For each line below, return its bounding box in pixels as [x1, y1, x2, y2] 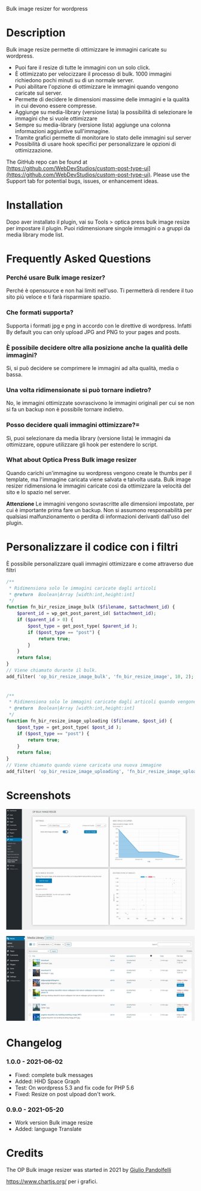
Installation [6, 198, 63, 212]
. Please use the [150, 171, 190, 178]
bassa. [6, 371, 23, 378]
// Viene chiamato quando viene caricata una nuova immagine [6, 762, 162, 768]
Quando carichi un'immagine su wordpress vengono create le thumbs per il [6, 469, 192, 476]
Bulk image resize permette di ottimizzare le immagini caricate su [6, 46, 167, 53]
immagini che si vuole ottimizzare [14, 115, 98, 122]
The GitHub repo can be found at [6, 158, 88, 166]
